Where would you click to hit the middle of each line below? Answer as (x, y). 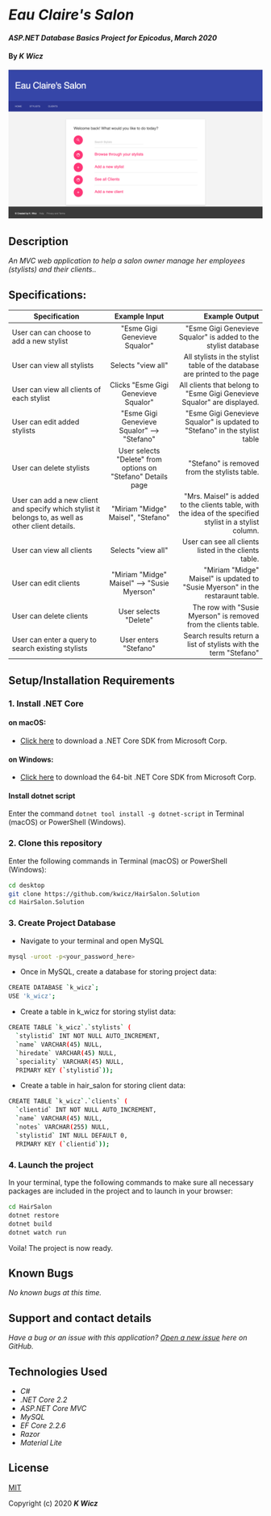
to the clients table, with (220, 505)
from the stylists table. (222, 472)
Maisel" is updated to (224, 579)
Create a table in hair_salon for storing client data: (103, 1086)
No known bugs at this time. (55, 1293)
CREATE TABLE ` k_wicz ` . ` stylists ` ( (70, 1028)
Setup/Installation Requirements (92, 680)
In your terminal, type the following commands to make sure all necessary (131, 1182)
